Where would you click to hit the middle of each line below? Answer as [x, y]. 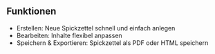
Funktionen [31, 11]
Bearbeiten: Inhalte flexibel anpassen [69, 35]
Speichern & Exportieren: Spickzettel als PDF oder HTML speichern [112, 43]
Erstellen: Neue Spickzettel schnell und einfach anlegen [96, 28]
